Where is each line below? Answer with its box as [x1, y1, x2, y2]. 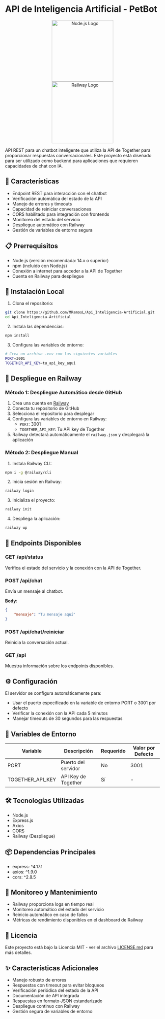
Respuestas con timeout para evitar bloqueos [12, 982, 105, 988]
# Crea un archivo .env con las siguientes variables [5, 351, 118, 356]
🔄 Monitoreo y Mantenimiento [5, 888, 98, 896]
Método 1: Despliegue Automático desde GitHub [5, 389, 122, 396]
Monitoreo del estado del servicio [12, 216, 81, 222]
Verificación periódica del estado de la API [12, 987, 99, 993]
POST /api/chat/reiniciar [5, 628, 65, 635]
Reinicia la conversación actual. [5, 640, 69, 645]
